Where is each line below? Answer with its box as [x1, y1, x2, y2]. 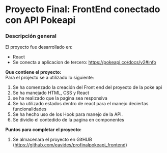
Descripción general [5, 33, 57, 40]
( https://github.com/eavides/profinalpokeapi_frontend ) [12, 142, 127, 148]
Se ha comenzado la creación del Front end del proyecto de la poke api [12, 84, 162, 90]
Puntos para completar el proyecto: [5, 127, 82, 133]
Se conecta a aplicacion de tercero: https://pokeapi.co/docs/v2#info [12, 59, 156, 66]
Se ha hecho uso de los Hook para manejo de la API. [12, 111, 123, 117]
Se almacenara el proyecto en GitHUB [12, 136, 93, 143]
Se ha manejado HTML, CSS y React [12, 90, 90, 96]
